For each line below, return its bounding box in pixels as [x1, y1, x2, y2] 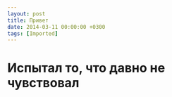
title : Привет [7, 17, 49, 24]
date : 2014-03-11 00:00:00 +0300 [7, 23, 106, 30]
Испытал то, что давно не [7, 60, 166, 76]
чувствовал [7, 75, 80, 91]
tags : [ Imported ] [7, 30, 59, 37]
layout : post [7, 10, 46, 18]
